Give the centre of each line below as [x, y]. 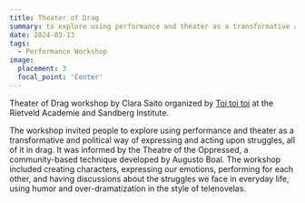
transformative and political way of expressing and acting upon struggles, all [152, 140]
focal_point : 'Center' [60, 77]
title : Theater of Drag [54, 18]
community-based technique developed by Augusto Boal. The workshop [145, 159]
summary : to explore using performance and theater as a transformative [150, 26]
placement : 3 [42, 69]
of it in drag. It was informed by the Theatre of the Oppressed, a [129, 149]
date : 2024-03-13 [42, 35]
